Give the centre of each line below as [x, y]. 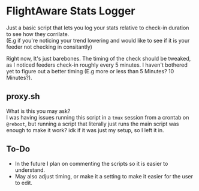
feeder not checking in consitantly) [49, 47]
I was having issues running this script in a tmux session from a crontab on [98, 117]
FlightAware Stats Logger [71, 11]
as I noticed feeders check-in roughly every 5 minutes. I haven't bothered [97, 65]
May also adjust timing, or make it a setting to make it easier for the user [104, 176]
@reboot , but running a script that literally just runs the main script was [93, 124]
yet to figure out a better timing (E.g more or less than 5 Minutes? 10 [90, 71]
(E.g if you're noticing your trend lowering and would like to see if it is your [98, 40]
